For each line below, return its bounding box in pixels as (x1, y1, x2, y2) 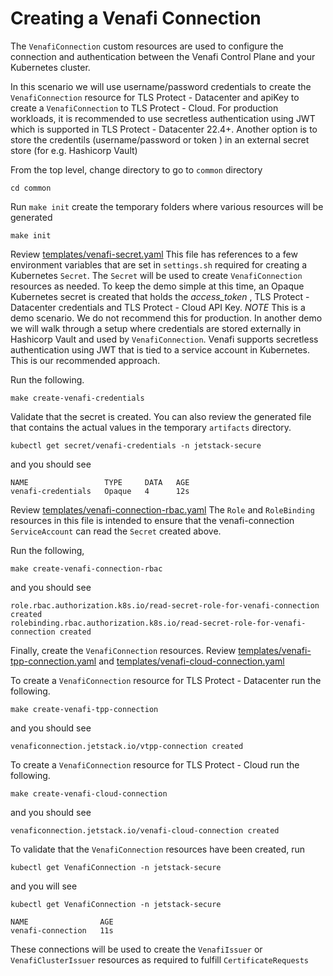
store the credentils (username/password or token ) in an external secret (10, 133, 310, 146)
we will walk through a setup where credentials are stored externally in (10, 322, 302, 334)
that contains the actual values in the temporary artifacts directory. (10, 421, 292, 433)
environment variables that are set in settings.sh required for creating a (10, 258, 308, 271)
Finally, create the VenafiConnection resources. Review (10, 644, 237, 656)
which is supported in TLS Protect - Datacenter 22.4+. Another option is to (10, 123, 318, 135)
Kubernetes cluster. (10, 61, 91, 73)
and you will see (10, 880, 78, 892)
